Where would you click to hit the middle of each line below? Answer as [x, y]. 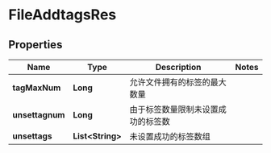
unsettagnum [39, 115]
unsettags [32, 136]
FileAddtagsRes [63, 15]
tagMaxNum [37, 88]
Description [178, 67]
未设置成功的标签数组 [170, 136]
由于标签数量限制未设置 [174, 109]
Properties [35, 45]
